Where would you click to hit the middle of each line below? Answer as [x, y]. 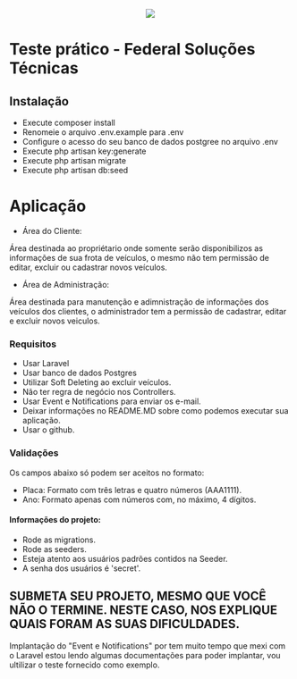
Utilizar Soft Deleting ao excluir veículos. [97, 382]
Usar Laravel [46, 364]
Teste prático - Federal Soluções [132, 50]
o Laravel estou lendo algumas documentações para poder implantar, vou [145, 655]
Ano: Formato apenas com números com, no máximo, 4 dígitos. [139, 499]
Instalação [39, 101]
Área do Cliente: [52, 231]
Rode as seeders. [54, 549]
